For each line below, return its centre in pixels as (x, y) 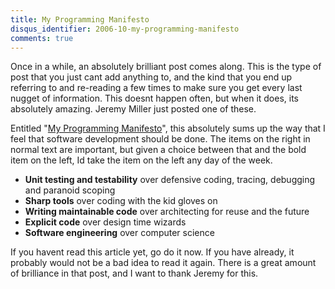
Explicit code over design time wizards (105, 222)
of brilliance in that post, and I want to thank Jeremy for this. (134, 273)
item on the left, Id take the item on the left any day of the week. (141, 160)
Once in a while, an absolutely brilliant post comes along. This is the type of (166, 67)
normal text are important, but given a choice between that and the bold (158, 150)
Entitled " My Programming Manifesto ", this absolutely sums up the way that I (168, 128)
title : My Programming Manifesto (80, 19)
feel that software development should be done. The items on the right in (160, 139)
